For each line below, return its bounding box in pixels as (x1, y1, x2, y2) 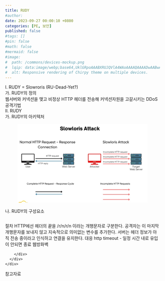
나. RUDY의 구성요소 (5, 208, 45, 214)
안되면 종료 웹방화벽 (10, 241, 49, 247)
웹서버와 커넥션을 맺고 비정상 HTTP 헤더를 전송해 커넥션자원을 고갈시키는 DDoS (5, 96, 158, 102)
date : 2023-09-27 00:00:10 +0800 (5, 18, 74, 23)
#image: (5, 55, 21, 59)
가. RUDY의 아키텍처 (5, 113, 45, 120)
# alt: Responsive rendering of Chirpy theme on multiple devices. (5, 70, 148, 75)
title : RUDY (5, 8, 29, 13)
